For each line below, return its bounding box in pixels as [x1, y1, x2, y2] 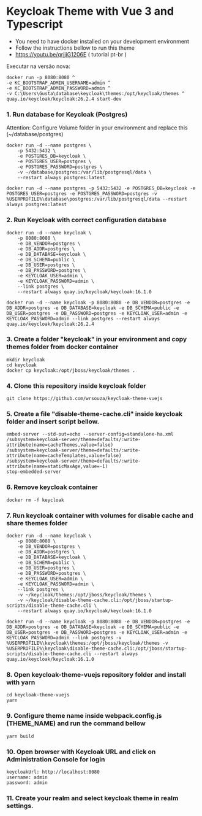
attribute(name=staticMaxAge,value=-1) [6, 463, 108, 470]
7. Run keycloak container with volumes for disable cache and [6, 511, 194, 520]
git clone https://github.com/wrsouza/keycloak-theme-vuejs [6, 396, 163, 402]
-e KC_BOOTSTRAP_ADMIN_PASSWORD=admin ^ [6, 85, 111, 91]
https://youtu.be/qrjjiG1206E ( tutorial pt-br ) [15, 50, 127, 58]
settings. [6, 801, 34, 810]
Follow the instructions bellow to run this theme [15, 44, 135, 52]
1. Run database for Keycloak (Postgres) [6, 110, 128, 118]
